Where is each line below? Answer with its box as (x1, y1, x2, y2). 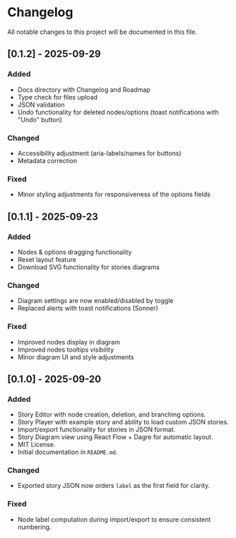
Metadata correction (17, 156, 78, 165)
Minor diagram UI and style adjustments (17, 352, 134, 361)
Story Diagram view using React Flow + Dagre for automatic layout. (17, 433, 213, 441)
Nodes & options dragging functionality (17, 248, 132, 256)
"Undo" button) (17, 115, 62, 124)
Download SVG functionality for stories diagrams (17, 263, 160, 271)
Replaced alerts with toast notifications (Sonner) (17, 304, 159, 313)
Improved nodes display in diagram (17, 337, 120, 346)
